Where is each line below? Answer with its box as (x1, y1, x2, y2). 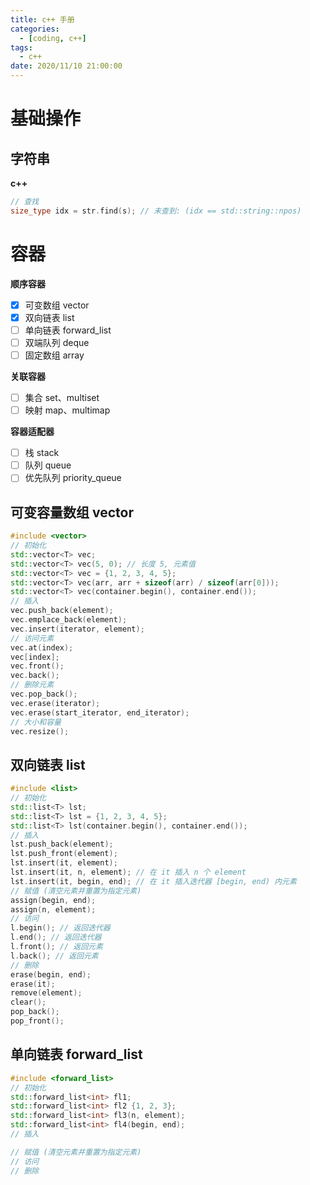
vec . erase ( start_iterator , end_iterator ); (10, 707, 190, 718)
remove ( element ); (10, 988, 83, 998)
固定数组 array (24, 349, 85, 361)
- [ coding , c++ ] (19, 33, 87, 43)
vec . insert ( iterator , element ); (10, 624, 145, 634)
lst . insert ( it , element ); (10, 858, 118, 868)
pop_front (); (10, 1016, 65, 1026)
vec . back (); (10, 671, 60, 681)
